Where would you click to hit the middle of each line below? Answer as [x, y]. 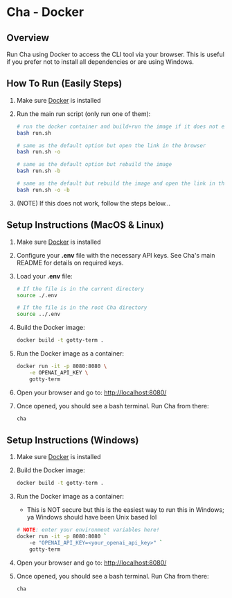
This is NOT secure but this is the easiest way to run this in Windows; [125, 510]
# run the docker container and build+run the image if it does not [117, 126]
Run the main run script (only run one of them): [83, 114]
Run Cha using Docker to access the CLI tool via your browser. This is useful [115, 54]
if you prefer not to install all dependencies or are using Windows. [100, 62]
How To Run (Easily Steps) [64, 84]
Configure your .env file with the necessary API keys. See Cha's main [116, 255]
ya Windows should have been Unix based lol [92, 517]
